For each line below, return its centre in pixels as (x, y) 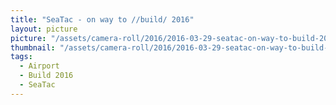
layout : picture (44, 29)
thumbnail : (33, 47)
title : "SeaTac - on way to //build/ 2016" (102, 19)
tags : (21, 57)
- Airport (39, 66)
